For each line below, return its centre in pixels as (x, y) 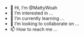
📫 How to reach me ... (34, 29)
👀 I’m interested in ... (32, 13)
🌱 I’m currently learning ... (37, 18)
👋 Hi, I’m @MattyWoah (34, 8)
